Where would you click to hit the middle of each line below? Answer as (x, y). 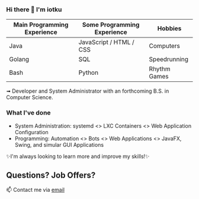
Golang (19, 59)
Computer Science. (30, 97)
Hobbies (169, 29)
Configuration (31, 132)
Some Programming (111, 25)
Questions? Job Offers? (51, 175)
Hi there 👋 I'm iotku (34, 10)
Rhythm (160, 69)
